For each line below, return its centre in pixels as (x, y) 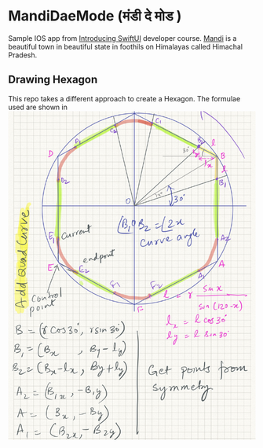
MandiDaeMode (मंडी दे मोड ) (95, 16)
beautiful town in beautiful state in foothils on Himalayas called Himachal (126, 46)
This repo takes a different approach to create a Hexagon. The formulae (124, 98)
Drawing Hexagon (53, 80)
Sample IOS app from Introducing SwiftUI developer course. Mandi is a (122, 38)
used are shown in (38, 107)
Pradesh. (23, 55)
